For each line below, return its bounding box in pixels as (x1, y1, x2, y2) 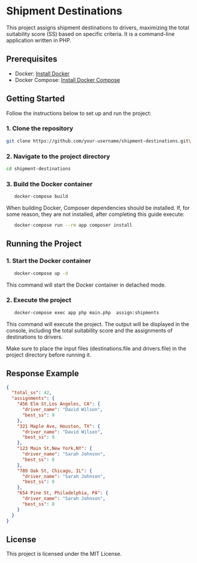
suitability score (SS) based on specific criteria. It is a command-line (6, 30, 175, 37)
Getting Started (6, 94, 65, 104)
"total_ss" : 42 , (11, 390, 52, 396)
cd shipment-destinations (6, 166, 71, 172)
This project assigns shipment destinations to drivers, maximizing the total (6, 24, 190, 31)
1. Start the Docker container (6, 257, 92, 265)
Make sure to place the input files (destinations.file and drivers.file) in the (6, 345, 187, 352)
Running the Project (6, 239, 82, 249)
